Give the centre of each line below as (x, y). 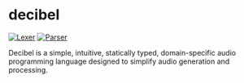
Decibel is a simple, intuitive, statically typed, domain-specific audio (122, 52)
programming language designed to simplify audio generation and (119, 61)
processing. (28, 69)
